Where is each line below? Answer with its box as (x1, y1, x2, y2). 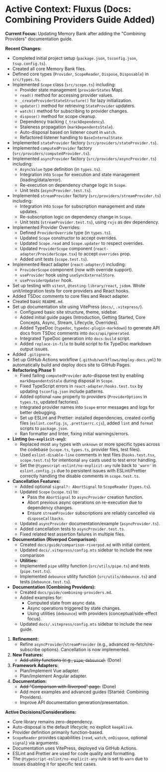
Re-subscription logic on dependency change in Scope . (19, 214, 132, 220)
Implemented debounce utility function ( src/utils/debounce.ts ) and (19, 573, 157, 579)
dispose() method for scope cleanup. (19, 113, 97, 119)
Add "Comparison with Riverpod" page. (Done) (19, 683, 116, 689)
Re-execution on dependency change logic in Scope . (19, 182, 127, 188)
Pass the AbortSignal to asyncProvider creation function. (27, 494, 144, 500)
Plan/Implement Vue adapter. (19, 667, 80, 673)
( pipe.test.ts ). (19, 568, 51, 574)
